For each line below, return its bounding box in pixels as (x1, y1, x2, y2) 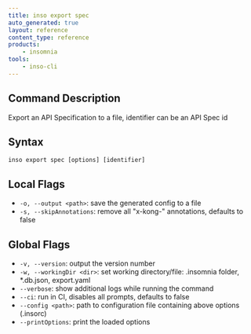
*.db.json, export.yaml (19, 276, 91, 284)
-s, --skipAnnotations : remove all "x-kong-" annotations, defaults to (19, 207, 244, 216)
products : (8, 41, 41, 49)
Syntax (8, 135, 44, 149)
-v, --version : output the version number (19, 259, 155, 268)
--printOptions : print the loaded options (19, 317, 151, 326)
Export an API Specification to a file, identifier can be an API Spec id (8, 112, 228, 122)
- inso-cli (22, 63, 58, 71)
